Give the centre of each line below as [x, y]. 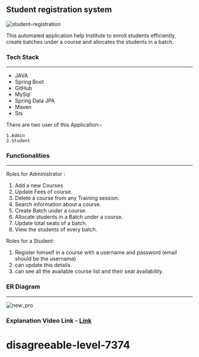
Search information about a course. [58, 204]
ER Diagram [23, 287]
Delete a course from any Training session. [67, 198]
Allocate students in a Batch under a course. [69, 217]
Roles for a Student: [30, 241]
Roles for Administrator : [36, 174]
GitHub [23, 88]
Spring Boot [29, 82]
